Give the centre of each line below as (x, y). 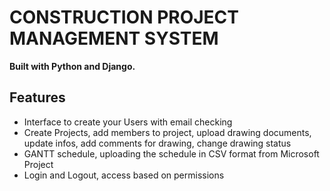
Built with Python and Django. (72, 66)
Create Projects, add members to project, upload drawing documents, (167, 132)
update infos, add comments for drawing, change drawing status (157, 143)
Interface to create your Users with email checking (128, 122)
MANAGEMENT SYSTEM (114, 38)
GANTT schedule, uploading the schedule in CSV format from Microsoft (171, 153)
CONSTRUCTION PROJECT (124, 17)
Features (37, 97)
